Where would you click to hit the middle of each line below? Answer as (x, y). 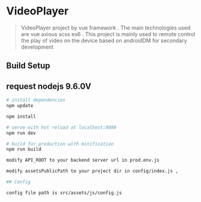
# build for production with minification (60, 144)
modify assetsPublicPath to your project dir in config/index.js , (92, 171)
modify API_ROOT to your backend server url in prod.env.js (83, 161)
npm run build (24, 149)
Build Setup (28, 66)
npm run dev (21, 133)
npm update (20, 106)
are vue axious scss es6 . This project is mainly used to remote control (108, 34)
